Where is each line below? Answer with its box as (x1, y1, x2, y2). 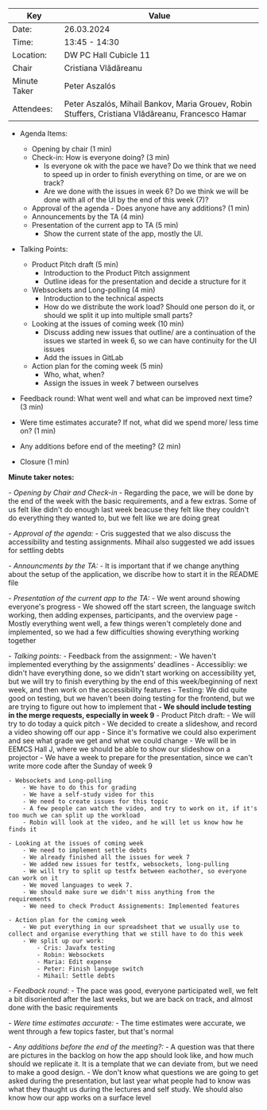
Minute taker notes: (8, 473, 75, 481)
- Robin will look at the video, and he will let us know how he (22, 818, 244, 826)
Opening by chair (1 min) (31, 144, 113, 154)
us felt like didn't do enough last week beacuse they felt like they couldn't (8, 505, 250, 514)
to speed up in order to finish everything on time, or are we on (43, 170, 247, 178)
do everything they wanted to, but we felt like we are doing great (8, 513, 220, 523)
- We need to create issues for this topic (22, 798, 169, 806)
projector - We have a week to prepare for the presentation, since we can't (8, 753, 253, 762)
